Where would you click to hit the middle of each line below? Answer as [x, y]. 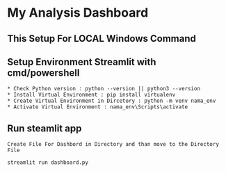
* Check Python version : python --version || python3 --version [104, 89]
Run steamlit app [45, 128]
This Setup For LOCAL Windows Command [102, 39]
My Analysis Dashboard [78, 13]
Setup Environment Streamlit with [82, 61]
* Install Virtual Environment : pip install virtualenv [91, 95]
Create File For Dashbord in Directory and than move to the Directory [113, 145]
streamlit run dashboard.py [48, 163]
